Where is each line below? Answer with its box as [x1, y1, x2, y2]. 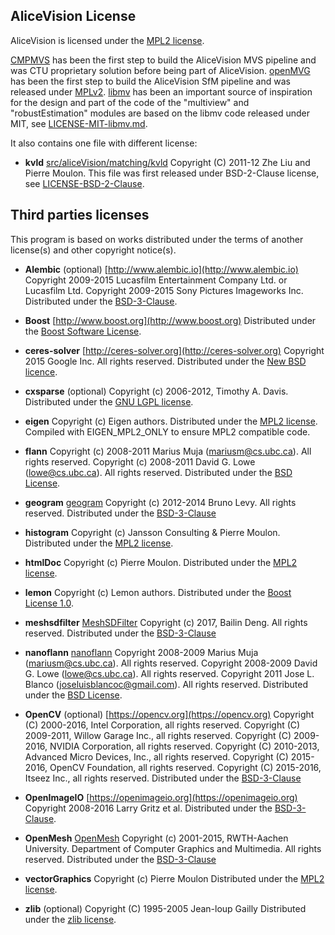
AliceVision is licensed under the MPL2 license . [10, 34, 205, 46]
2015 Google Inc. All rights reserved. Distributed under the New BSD [24, 355, 307, 367]
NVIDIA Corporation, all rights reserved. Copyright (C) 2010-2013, [49, 740, 320, 752]
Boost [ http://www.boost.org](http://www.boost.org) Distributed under [24, 314, 317, 326]
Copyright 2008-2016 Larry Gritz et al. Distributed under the [24, 802, 273, 814]
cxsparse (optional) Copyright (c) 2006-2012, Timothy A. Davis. [24, 385, 289, 397]
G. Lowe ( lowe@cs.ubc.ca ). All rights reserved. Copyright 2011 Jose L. [24, 667, 315, 679]
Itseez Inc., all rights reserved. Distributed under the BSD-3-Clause [24, 772, 302, 784]
